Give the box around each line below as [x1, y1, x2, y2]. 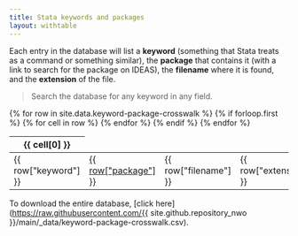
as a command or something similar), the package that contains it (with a [9, 55, 277, 65]
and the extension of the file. [9, 73, 116, 84]
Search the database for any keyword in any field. [30, 90, 213, 102]
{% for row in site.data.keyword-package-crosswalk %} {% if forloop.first [9, 108, 278, 118]
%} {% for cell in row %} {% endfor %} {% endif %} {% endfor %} [9, 117, 251, 128]
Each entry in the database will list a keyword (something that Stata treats [9, 45, 279, 56]
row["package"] [88, 164, 157, 177]
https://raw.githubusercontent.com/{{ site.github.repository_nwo [12, 207, 247, 217]
